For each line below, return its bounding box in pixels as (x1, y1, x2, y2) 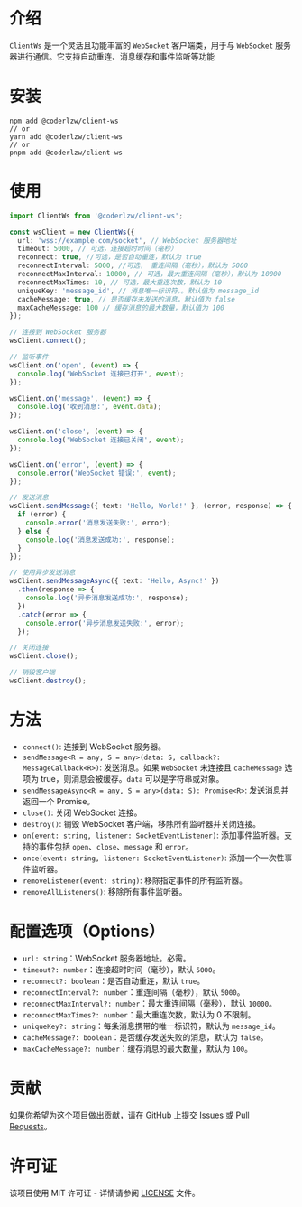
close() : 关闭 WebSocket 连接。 (22, 807, 142, 818)
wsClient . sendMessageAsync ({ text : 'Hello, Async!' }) (9, 577, 220, 586)
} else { (17, 526, 50, 535)
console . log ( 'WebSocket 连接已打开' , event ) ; (17, 369, 185, 378)
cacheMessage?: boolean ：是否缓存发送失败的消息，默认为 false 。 (22, 1031, 269, 1043)
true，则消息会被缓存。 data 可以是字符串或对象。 (40, 773, 224, 784)
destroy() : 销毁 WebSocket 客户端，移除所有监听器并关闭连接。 (22, 818, 261, 829)
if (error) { (17, 510, 67, 519)
